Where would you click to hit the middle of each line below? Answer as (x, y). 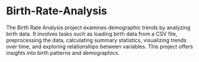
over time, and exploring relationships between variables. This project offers (100, 46)
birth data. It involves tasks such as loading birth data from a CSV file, (92, 33)
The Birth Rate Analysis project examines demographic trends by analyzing (98, 27)
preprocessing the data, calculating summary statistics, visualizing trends (96, 40)
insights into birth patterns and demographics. (63, 52)
